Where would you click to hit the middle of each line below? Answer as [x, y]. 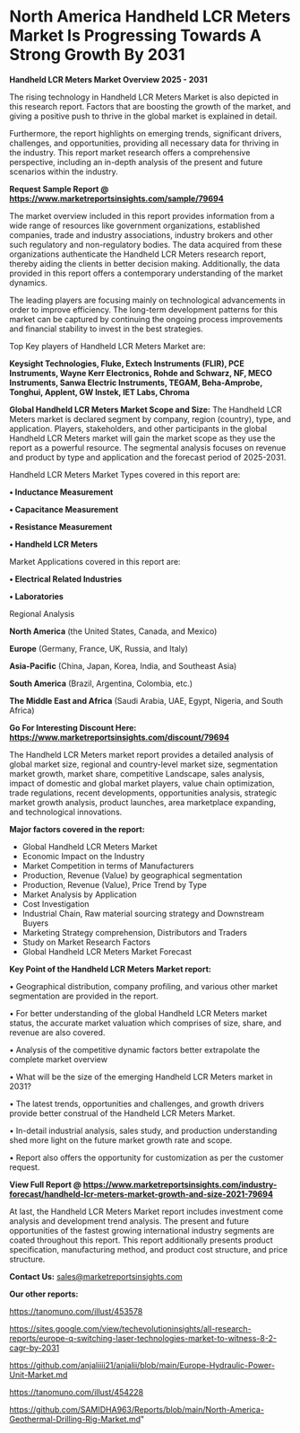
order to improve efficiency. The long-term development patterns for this [143, 309]
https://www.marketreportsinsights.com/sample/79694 [116, 198]
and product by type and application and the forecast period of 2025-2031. [148, 457]
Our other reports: [44, 1294]
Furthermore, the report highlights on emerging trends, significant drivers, [146, 133]
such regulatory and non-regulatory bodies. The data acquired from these [146, 244]
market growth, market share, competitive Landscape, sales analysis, [137, 773]
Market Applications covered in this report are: [95, 561]
